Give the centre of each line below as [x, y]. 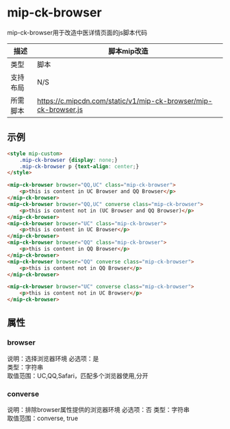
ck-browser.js [60, 109]
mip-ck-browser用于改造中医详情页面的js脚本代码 [77, 32]
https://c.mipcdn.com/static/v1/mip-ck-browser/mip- [125, 101]
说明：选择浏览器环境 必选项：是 [53, 358]
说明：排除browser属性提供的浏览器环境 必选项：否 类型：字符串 [98, 409]
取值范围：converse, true [43, 418]
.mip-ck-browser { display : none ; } [68, 160]
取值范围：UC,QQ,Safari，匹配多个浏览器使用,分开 [78, 375]
